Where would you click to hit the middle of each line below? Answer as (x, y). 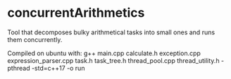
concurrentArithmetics (76, 13)
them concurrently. (35, 39)
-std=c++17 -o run (58, 68)
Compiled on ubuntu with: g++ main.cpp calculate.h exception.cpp (104, 53)
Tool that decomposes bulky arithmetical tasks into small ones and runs (111, 32)
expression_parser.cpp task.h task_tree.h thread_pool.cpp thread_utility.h (113, 60)
